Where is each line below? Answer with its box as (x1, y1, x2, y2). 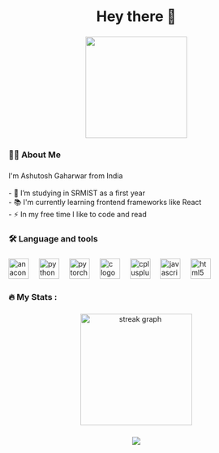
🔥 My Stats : (8, 291, 58, 302)
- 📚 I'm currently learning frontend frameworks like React (8, 197, 202, 207)
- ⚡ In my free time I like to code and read (8, 209, 148, 219)
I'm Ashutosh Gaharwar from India (8, 170, 123, 181)
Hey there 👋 (96, 7, 177, 26)
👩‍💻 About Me (8, 149, 61, 160)
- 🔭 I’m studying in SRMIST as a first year (8, 188, 146, 198)
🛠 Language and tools (8, 233, 99, 244)
